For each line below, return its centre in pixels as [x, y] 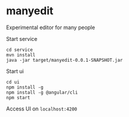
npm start [18, 97]
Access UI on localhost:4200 [42, 109]
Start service [22, 39]
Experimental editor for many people [51, 27]
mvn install [21, 55]
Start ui [15, 71]
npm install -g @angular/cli [42, 92]
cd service [20, 50]
